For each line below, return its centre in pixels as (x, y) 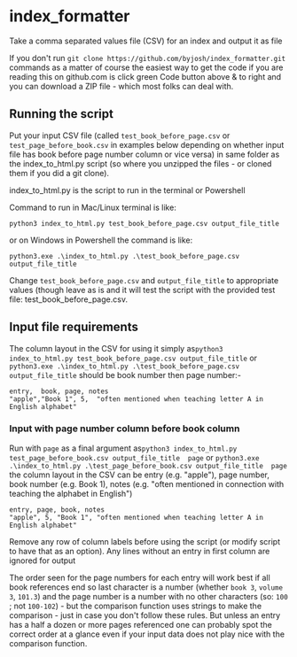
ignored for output (43, 560)
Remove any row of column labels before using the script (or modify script (145, 541)
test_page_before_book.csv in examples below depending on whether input (147, 144)
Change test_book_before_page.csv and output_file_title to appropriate (144, 280)
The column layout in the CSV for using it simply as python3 (116, 348)
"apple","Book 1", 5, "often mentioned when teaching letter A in (137, 399)
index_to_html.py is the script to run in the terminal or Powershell (127, 190)
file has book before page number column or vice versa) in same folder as (145, 154)
